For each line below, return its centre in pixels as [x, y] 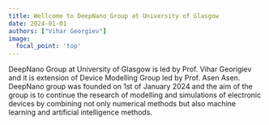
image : [19, 39]
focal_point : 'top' [49, 46]
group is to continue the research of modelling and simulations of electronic [135, 95]
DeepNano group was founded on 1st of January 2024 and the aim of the [130, 87]
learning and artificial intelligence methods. [80, 112]
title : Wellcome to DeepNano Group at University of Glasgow [114, 16]
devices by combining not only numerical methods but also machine [122, 104]
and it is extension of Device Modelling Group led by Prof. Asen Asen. [124, 78]
